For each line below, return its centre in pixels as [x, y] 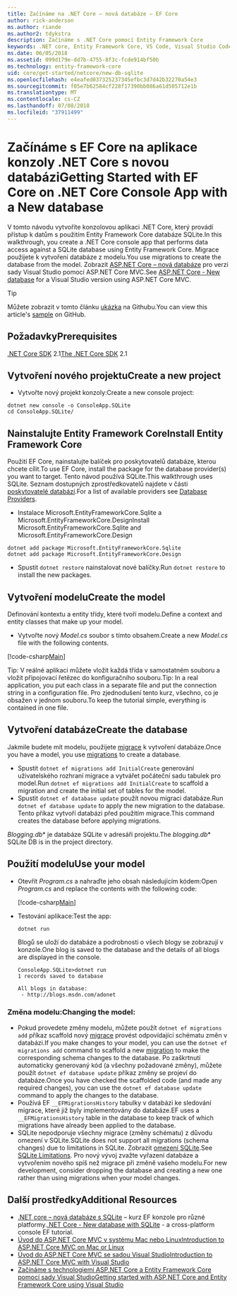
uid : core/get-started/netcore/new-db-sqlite [75, 73]
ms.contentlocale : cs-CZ [44, 100]
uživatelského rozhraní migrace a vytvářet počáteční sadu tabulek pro [119, 775]
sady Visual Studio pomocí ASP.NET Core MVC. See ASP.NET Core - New [114, 272]
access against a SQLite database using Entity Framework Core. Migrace [113, 249]
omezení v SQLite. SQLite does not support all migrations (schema [113, 1140]
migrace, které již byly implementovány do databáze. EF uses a [108, 1110]
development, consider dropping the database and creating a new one [120, 1170]
